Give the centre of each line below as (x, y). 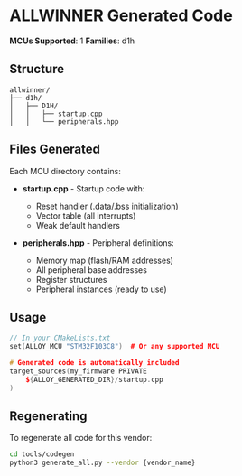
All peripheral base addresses (91, 270)
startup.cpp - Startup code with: (84, 188)
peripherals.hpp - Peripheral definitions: (98, 243)
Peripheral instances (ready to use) (101, 289)
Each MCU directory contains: (65, 171)
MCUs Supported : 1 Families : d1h (72, 41)
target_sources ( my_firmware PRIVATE (78, 371)
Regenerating (48, 416)
